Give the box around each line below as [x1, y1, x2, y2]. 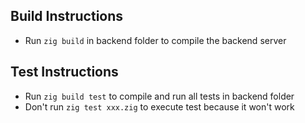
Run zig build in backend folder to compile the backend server [24, 34, 287, 46]
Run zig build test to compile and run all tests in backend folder [24, 90, 295, 102]
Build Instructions [10, 8, 124, 25]
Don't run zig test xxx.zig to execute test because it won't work [24, 100, 295, 113]
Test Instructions [10, 64, 119, 81]
